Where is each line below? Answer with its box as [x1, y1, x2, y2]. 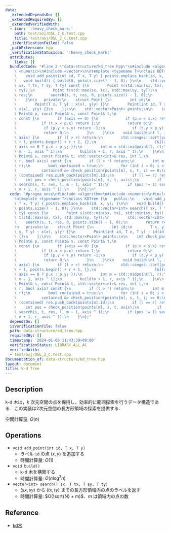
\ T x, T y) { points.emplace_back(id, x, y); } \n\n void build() [14, 201, 164, 206]
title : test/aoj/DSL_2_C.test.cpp [14, 36, 87, 41]
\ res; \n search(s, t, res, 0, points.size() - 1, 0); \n [14, 92, 153, 97]
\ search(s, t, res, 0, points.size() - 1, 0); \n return [14, 220, 159, 225]
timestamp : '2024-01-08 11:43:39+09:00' [10, 338, 96, 343]
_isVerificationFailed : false [10, 41, 73, 46]
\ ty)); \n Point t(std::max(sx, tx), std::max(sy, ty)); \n [14, 87, 157, 93]
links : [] [14, 59, 35, 64]
